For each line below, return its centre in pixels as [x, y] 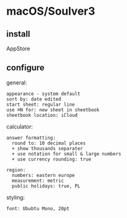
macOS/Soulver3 [51, 11]
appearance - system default [43, 94]
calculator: [20, 126]
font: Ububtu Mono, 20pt [38, 209]
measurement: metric [38, 181]
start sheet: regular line [41, 104]
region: [16, 170]
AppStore [18, 48]
